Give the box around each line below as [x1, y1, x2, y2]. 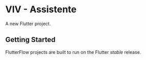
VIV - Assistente [5, 4, 77, 15]
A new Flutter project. [5, 21, 51, 27]
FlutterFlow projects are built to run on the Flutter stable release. [5, 49, 141, 55]
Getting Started [5, 35, 56, 44]
